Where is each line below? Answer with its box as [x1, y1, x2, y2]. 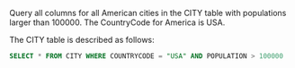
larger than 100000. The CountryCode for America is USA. [9, 17, 226, 28]
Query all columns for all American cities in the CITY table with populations [9, 8, 287, 18]
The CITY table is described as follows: [9, 35, 155, 45]
